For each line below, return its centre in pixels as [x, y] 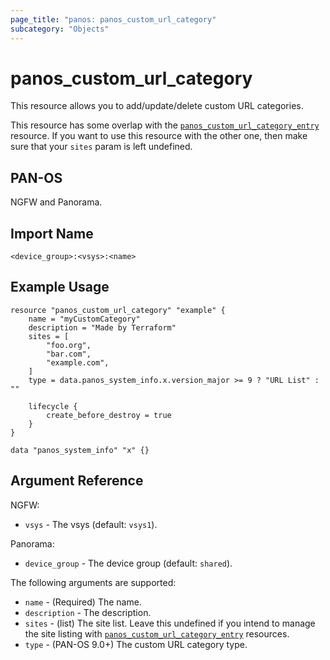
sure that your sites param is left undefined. [101, 147]
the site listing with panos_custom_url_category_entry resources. [157, 633]
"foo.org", [69, 345]
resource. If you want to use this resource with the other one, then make [159, 136]
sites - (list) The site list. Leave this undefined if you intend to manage [170, 623]
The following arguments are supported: [93, 582]
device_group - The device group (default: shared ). [128, 563]
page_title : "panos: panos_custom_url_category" [113, 19]
